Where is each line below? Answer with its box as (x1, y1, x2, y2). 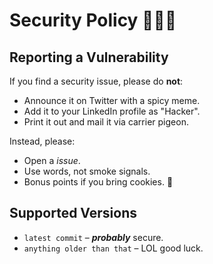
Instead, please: (9, 135, 76, 147)
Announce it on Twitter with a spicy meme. (23, 95, 201, 106)
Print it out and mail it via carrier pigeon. (23, 116, 189, 128)
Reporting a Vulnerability (9, 49, 169, 66)
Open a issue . (23, 155, 81, 166)
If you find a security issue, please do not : (9, 75, 184, 87)
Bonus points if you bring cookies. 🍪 (23, 176, 174, 188)
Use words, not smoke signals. (23, 165, 151, 177)
